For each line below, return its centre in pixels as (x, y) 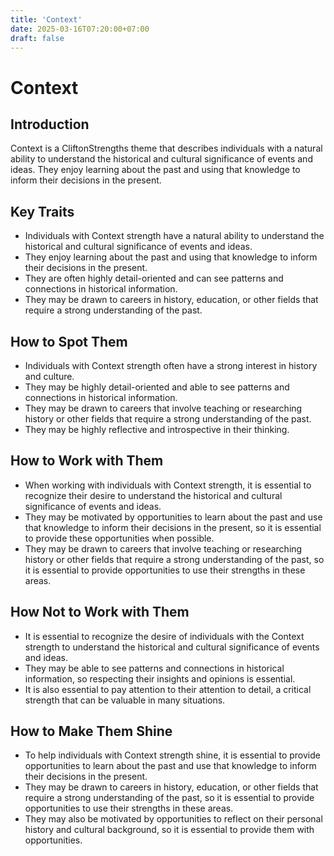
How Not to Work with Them (100, 612)
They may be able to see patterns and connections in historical (154, 668)
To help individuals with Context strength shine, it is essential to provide (172, 755)
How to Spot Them (69, 341)
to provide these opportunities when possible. (119, 538)
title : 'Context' (46, 19)
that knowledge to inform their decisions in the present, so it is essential (173, 527)
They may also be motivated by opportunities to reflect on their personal (173, 819)
